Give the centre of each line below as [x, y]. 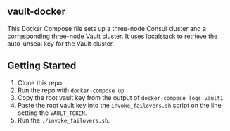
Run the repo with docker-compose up [71, 90]
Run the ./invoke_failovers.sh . [64, 120]
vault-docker [37, 12]
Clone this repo [39, 82]
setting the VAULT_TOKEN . [52, 113]
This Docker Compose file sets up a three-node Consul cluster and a [107, 28]
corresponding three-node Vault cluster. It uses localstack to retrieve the [113, 36]
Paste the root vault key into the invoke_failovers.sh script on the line [119, 105]
